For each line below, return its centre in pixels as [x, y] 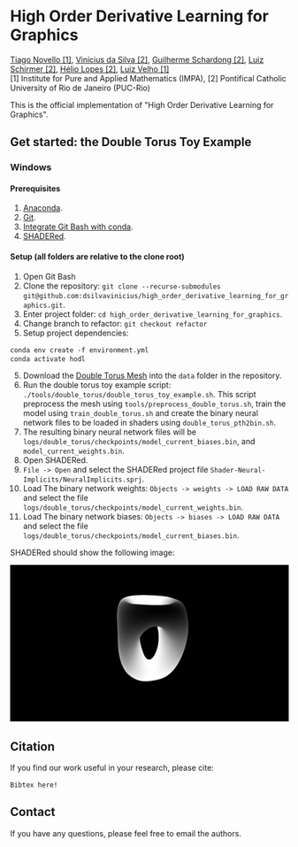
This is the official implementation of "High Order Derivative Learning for [142, 104]
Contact [33, 812]
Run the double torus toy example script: [97, 385]
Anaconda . [42, 208]
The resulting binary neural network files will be [110, 432]
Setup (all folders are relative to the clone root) [97, 257]
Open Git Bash [49, 276]
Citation [33, 747]
